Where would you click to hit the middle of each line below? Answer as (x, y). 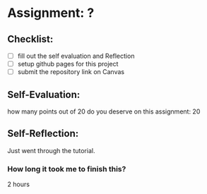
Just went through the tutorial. (51, 150)
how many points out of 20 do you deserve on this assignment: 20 (104, 111)
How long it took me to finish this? (67, 169)
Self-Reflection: (43, 134)
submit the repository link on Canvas (71, 72)
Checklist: (30, 39)
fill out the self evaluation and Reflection (76, 56)
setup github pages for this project (68, 64)
